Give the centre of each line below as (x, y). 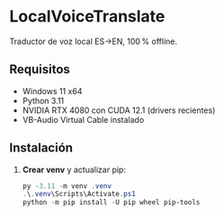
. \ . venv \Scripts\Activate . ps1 (79, 194)
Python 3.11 (43, 100)
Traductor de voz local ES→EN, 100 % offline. (94, 41)
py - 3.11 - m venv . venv (67, 186)
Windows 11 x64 (52, 91)
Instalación (41, 148)
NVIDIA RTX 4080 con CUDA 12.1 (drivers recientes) (119, 110)
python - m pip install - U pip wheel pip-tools (111, 203)
